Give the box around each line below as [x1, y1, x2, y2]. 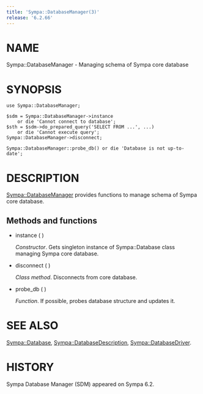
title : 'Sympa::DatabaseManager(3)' [6, 9, 100, 15]
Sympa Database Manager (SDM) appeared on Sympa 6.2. [6, 381, 155, 388]
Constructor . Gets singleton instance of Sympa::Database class [15, 244, 175, 251]
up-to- [168, 145, 185, 151]
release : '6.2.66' [6, 15, 53, 21]
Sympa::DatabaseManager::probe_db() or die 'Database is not [6, 145, 166, 151]
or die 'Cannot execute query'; [17, 130, 100, 136]
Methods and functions [6, 215, 98, 226]
